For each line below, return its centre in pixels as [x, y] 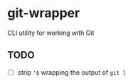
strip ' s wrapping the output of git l [72, 72]
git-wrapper [44, 13]
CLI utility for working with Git [51, 33]
